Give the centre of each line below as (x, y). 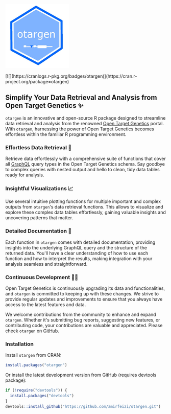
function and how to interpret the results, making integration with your (79, 258)
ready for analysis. (25, 175)
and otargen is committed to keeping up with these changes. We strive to (82, 294)
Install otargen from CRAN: (33, 355)
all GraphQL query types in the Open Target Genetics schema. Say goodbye (85, 164)
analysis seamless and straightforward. (46, 264)
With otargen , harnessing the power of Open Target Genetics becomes (80, 129)
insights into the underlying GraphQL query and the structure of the (76, 247)
